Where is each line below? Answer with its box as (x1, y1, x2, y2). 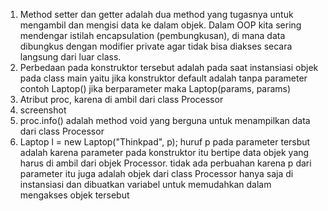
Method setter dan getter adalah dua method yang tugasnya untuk (19, 9, 294, 20)
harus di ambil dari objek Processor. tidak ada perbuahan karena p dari (19, 157, 312, 169)
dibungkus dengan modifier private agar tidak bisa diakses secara (19, 40, 293, 52)
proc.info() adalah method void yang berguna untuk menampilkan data (19, 115, 311, 126)
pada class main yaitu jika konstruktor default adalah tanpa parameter (19, 72, 308, 84)
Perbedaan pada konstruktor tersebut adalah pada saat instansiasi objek (19, 62, 319, 73)
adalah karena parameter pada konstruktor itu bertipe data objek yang (19, 147, 310, 158)
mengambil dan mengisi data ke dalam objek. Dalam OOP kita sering (19, 19, 302, 31)
